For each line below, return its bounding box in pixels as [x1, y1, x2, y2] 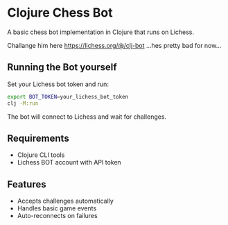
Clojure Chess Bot [7, 5, 113, 21]
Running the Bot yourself [7, 61, 117, 74]
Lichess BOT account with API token [17, 158, 121, 167]
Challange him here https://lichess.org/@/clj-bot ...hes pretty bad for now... [7, 41, 222, 49]
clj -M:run [7, 99, 39, 107]
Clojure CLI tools [17, 151, 65, 159]
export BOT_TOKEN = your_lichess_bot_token [7, 93, 129, 100]
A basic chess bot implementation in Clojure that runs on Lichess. [7, 28, 195, 36]
